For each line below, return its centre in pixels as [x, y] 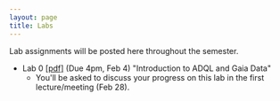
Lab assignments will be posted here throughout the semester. [124, 50]
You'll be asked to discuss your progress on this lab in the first [150, 77]
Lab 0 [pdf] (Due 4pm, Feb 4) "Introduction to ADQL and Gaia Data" [147, 68]
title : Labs [31, 26]
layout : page [33, 17]
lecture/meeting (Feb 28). [82, 87]
